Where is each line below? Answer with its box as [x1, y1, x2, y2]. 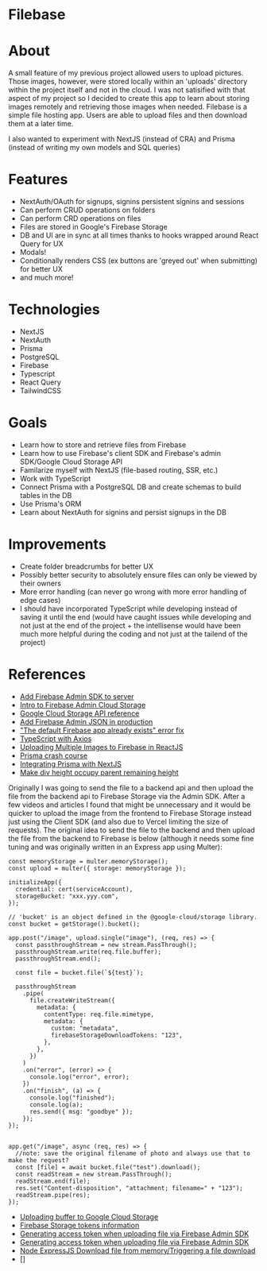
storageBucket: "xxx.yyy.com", [15, 892, 119, 900]
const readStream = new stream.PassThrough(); [15, 1170, 172, 1178]
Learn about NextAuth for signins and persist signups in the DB [19, 507, 226, 517]
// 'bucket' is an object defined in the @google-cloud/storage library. [8, 913, 258, 921]
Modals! [19, 248, 47, 257]
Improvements [8, 535, 106, 554]
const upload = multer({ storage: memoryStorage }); [8, 864, 187, 872]
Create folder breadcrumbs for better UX [19, 562, 153, 571]
